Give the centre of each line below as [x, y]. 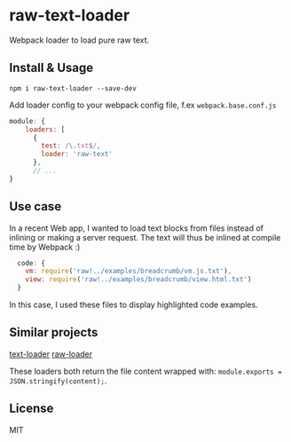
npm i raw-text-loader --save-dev [73, 88]
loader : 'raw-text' [77, 154]
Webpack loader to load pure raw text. [79, 40]
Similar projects [54, 332]
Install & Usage [51, 68]
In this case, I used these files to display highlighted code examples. [134, 305]
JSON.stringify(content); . [58, 380]
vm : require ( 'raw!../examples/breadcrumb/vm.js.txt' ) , [129, 272]
